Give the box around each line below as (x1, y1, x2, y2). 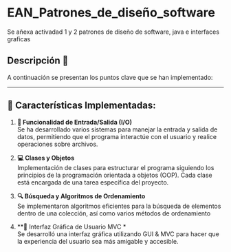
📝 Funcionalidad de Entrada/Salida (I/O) (16, 118, 133, 126)
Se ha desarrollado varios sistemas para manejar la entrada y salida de (16, 125, 218, 134)
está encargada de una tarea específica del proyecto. (16, 178, 169, 187)
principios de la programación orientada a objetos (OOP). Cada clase (16, 171, 212, 179)
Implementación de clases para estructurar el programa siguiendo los (16, 163, 214, 171)
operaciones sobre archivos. (16, 140, 98, 148)
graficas (7, 34, 31, 43)
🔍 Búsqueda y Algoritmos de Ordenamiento (16, 191, 146, 200)
